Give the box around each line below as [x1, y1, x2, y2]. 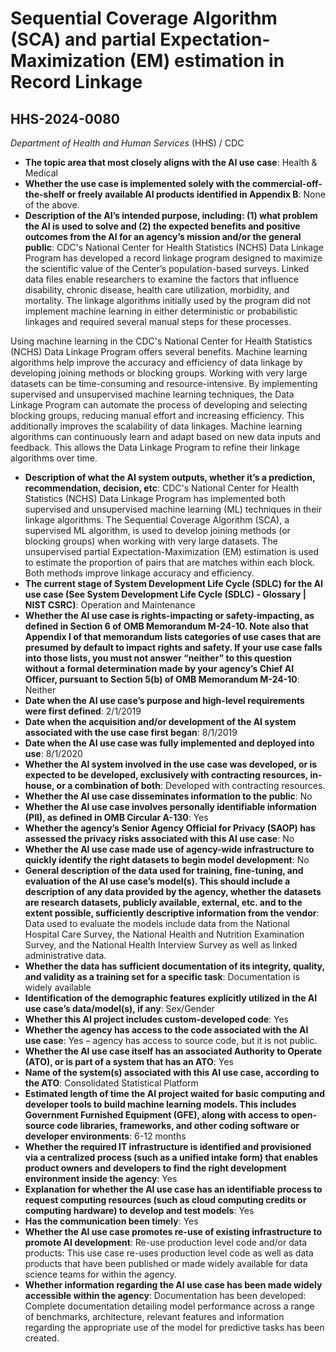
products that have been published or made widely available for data [24, 1258, 308, 1269]
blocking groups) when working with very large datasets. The [24, 535, 278, 547]
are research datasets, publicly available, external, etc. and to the [24, 897, 303, 908]
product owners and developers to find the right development [24, 1162, 287, 1174]
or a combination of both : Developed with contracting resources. [56, 780, 326, 791]
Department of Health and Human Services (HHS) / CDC [10, 137, 245, 149]
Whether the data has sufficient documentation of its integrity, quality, [24, 960, 325, 972]
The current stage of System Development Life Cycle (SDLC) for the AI [24, 578, 324, 589]
